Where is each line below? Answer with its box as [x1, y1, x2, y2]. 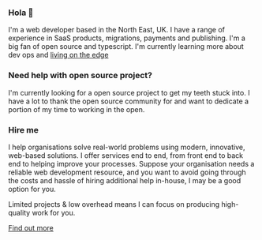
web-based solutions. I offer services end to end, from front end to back [8, 150, 243, 160]
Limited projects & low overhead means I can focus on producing [8, 199, 219, 208]
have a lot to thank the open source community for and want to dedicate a [8, 96, 249, 106]
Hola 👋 [8, 7, 34, 18]
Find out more [8, 223, 54, 232]
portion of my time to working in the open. [8, 104, 145, 114]
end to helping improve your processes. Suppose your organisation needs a [8, 159, 255, 168]
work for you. [32, 208, 76, 217]
